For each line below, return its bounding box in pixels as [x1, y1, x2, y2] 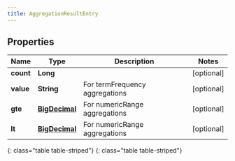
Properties [7, 36, 55, 48]
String [37, 84, 59, 94]
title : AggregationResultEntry [7, 10, 99, 17]
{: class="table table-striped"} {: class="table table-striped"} [7, 146, 183, 155]
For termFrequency [83, 79, 147, 89]
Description [114, 56, 155, 66]
